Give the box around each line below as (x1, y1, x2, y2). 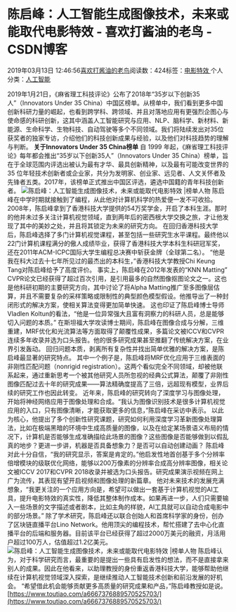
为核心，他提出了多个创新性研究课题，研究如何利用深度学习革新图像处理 (7, 415, 216, 423)
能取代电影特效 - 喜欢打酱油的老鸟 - (7, 24, 213, 40)
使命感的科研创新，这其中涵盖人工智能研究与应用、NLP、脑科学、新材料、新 (7, 116, 229, 124)
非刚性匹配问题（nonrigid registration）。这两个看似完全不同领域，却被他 (7, 362, 217, 370)
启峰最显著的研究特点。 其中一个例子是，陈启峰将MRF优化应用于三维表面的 (7, 353, 225, 362)
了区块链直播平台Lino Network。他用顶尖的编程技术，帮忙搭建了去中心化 (7, 520, 219, 528)
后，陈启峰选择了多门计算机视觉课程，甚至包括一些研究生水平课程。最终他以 (7, 230, 229, 239)
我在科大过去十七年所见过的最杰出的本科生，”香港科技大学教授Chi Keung (7, 256, 216, 265)
